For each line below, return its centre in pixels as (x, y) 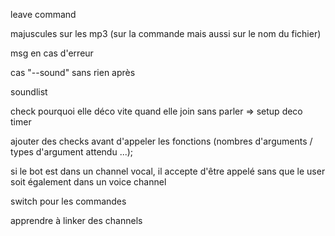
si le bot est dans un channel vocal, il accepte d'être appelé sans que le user (168, 171)
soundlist (29, 92)
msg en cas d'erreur (52, 53)
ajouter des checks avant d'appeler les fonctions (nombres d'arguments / (161, 141)
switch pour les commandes (68, 201)
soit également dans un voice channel (88, 182)
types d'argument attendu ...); (72, 152)
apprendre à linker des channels (76, 220)
